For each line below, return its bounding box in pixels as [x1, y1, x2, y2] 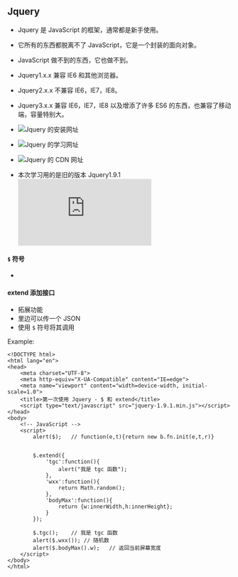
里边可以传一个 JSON [17, 314, 80, 323]
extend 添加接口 [7, 288, 55, 297]
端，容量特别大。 [17, 110, 68, 118]
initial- [182, 382, 208, 390]
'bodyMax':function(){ [45, 497, 113, 504]
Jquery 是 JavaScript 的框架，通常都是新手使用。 [17, 25, 163, 34]
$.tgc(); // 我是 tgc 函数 [33, 529, 119, 536]
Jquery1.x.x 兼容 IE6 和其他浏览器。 [17, 70, 122, 79]
